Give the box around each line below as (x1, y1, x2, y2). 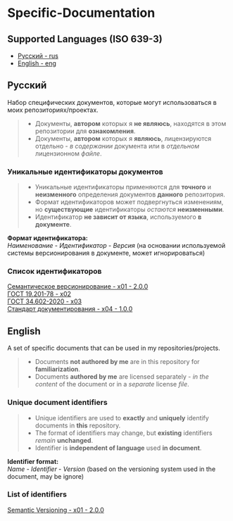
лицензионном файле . (34, 149, 102, 158)
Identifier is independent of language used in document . (34, 444, 202, 452)
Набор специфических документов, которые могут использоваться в (7, 98, 217, 106)
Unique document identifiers (7, 398, 108, 408)
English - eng (17, 59, 56, 68)
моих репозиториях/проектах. (7, 106, 99, 114)
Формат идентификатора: (7, 234, 88, 242)
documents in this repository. (34, 421, 121, 429)
